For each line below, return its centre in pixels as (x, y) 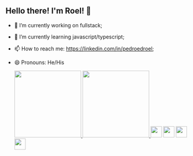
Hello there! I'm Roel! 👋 (48, 11)
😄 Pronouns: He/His (39, 62)
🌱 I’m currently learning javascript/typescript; (69, 37)
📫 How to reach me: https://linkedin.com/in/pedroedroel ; (84, 49)
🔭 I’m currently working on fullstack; (58, 25)
